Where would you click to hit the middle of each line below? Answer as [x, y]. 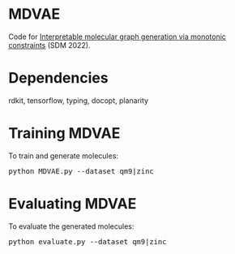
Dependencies [58, 78]
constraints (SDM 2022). [49, 45]
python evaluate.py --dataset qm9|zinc [88, 241]
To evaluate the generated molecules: [71, 226]
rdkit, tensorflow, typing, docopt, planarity [78, 100]
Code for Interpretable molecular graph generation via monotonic [117, 37]
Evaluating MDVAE [73, 204]
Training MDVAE [64, 133]
